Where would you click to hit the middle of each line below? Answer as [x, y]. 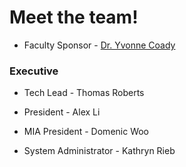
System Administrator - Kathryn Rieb [99, 151]
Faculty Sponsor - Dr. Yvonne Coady [99, 45]
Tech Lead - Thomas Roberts [84, 93]
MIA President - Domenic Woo [86, 132]
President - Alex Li [62, 112]
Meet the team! [74, 17]
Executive [34, 71]
